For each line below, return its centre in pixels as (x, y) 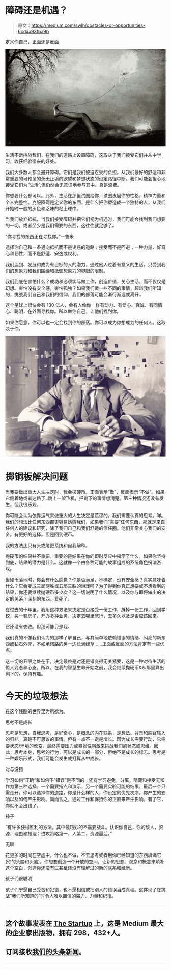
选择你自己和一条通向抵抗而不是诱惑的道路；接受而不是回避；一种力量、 (81, 247)
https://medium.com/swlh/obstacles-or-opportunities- (88, 25)
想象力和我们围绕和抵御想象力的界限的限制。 (61, 271)
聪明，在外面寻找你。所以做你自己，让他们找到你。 (67, 311)
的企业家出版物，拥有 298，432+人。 (65, 933)
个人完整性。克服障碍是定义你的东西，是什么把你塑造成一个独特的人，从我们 (85, 202)
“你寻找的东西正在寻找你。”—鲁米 (40, 237)
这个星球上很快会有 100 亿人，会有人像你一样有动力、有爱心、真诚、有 (79, 305)
